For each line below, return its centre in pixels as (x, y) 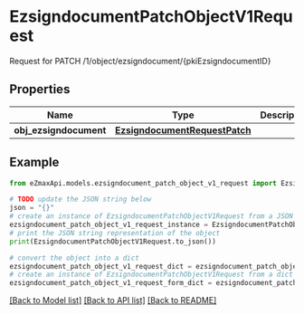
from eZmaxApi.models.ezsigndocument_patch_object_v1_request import (143, 183)
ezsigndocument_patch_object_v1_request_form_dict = (111, 283)
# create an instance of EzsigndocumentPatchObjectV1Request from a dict (152, 275)
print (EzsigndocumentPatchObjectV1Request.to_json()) (113, 242)
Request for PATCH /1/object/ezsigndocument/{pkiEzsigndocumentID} (140, 61)
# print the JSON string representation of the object (115, 233)
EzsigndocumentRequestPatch (183, 130)
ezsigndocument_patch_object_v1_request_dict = (101, 266)
